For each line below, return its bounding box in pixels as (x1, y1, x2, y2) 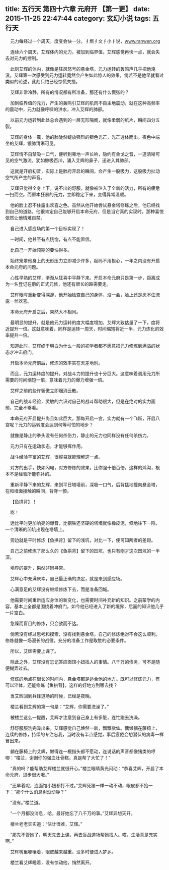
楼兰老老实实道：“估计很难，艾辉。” (10, 821, 83, 827)
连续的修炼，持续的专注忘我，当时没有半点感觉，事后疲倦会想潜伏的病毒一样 (5, 731, 164, 737)
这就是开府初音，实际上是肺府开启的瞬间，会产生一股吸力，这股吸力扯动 (10, 168, 160, 174)
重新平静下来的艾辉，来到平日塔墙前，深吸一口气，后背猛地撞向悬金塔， (10, 481, 160, 487)
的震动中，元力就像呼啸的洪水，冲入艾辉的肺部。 (5, 106, 107, 112)
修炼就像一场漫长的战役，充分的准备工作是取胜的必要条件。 (5, 637, 129, 643)
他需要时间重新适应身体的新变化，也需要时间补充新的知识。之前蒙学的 (10, 597, 156, 603)
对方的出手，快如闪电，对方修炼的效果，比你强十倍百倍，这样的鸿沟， (10, 464, 156, 470)
